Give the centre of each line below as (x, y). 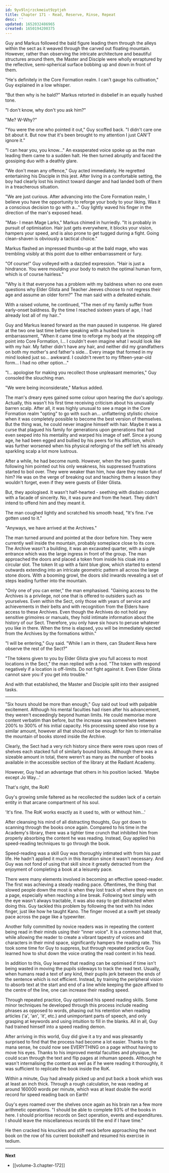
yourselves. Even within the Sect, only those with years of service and (78, 601)
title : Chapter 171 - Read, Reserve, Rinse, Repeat (60, 15)
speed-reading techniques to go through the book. (58, 843)
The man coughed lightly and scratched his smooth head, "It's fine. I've (79, 513)
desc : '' (14, 19)
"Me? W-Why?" (21, 120)
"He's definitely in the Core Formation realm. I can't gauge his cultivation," (82, 80)
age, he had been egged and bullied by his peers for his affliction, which (80, 441)
